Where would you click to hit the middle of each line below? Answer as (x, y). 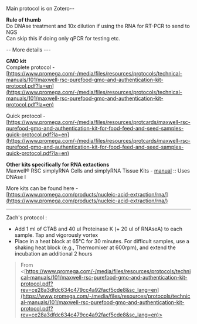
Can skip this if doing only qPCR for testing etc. (63, 38)
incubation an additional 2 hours (53, 254)
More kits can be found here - (42, 188)
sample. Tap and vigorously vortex (56, 235)
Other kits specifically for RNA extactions (58, 164)
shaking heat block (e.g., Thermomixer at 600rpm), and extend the (95, 247)
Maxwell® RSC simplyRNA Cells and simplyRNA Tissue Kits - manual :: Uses (98, 171)
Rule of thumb (24, 20)
